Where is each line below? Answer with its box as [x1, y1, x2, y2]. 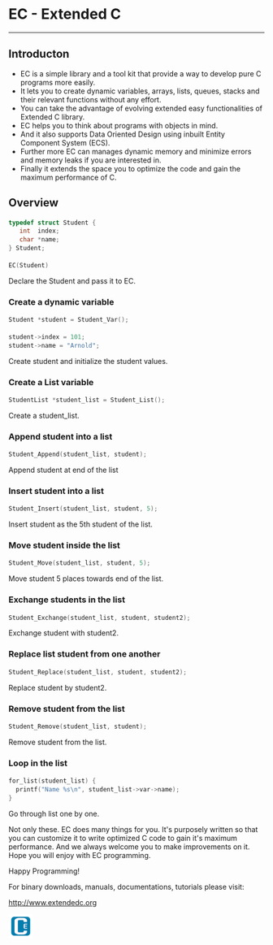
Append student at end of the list [8, 465, 119, 475]
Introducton [8, 47, 70, 61]
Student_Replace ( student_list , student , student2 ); [8, 668, 187, 676]
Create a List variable [8, 376, 94, 388]
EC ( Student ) [8, 261, 49, 269]
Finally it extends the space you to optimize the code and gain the [19, 163, 241, 173]
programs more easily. [19, 77, 96, 87]
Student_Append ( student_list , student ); [8, 450, 148, 459]
